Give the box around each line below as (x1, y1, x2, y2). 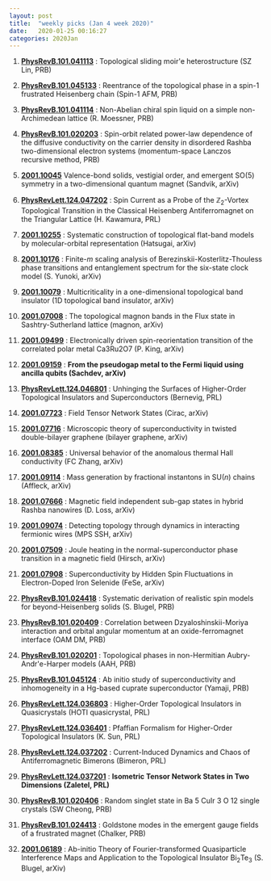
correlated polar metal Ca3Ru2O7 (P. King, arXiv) (20, 344, 185, 354)
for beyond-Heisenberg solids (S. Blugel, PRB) (20, 602, 175, 612)
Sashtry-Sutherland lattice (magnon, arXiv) (20, 320, 164, 329)
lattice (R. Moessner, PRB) (67, 114, 154, 124)
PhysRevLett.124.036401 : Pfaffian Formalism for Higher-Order (20, 724, 233, 733)
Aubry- (227, 651, 251, 661)
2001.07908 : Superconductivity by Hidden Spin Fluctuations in (20, 569, 233, 579)
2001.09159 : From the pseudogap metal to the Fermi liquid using (20, 360, 244, 370)
